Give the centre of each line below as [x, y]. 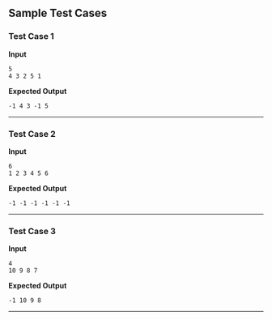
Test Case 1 [31, 36]
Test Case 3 [32, 231]
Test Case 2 [32, 134]
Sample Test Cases [58, 13]
